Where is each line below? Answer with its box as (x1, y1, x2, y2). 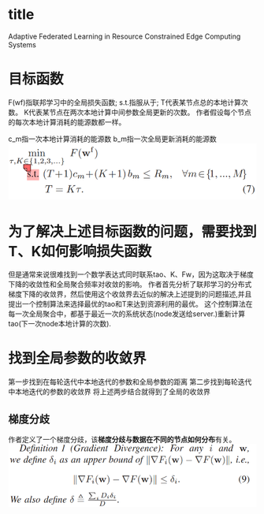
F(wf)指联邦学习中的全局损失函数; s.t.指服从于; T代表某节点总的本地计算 (8, 97, 242, 107)
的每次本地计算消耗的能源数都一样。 (8, 117, 126, 127)
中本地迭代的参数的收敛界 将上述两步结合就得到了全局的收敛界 (8, 387, 210, 397)
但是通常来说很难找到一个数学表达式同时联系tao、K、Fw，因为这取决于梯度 (8, 270, 255, 279)
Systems (8, 39, 37, 49)
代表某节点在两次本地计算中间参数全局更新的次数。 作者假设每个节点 (28, 107, 252, 117)
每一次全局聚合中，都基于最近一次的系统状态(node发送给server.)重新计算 (8, 309, 246, 318)
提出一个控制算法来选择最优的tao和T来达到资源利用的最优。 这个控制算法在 (8, 300, 253, 309)
